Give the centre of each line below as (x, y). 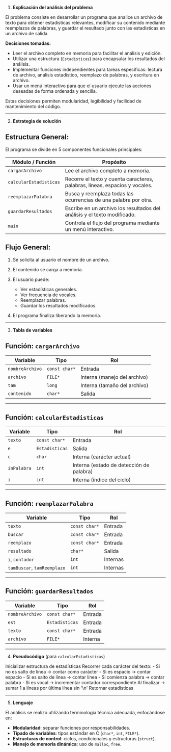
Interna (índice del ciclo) (102, 480)
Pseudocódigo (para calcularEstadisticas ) (59, 656)
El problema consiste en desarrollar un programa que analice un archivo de (84, 17)
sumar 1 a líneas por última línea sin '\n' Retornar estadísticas (69, 688)
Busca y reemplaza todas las (99, 193)
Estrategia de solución (37, 121)
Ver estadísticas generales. (49, 289)
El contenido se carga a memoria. (48, 269)
